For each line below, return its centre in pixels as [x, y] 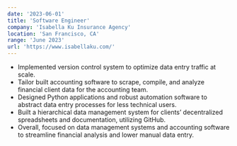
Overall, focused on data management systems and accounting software [123, 127]
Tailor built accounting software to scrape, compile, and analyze [111, 82]
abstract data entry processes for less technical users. [97, 105]
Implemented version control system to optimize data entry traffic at [117, 67]
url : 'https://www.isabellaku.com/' [61, 47]
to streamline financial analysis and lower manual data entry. [106, 135]
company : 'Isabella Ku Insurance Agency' [69, 27]
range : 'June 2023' [36, 40]
